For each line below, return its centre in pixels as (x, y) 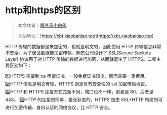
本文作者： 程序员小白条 (42, 25)
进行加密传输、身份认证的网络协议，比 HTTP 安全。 (59, 107)
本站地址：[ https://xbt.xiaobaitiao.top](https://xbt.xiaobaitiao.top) (86, 36)
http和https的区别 (43, 10)
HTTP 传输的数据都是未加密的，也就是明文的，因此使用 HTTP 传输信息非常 (83, 46)
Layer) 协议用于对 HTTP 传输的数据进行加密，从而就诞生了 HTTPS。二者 (81, 59)
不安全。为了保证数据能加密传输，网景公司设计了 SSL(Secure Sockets (78, 53)
